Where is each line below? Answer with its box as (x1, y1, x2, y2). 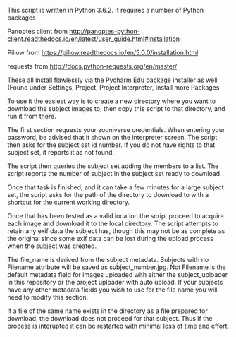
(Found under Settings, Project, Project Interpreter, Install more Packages (7, 83, 220, 91)
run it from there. (7, 112, 56, 120)
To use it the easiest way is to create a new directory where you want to (7, 97, 216, 105)
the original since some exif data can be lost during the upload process (7, 235, 213, 242)
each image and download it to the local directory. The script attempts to (7, 219, 218, 227)
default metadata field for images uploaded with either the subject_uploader (7, 271, 228, 278)
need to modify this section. (7, 293, 89, 301)
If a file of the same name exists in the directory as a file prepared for (7, 307, 208, 315)
